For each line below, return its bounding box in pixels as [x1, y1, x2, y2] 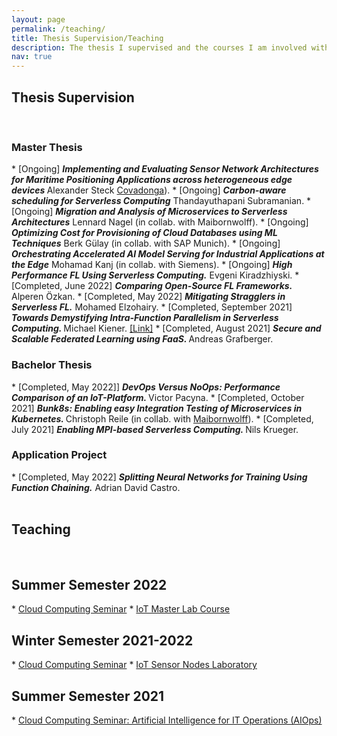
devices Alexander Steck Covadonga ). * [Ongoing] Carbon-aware [11, 184, 287, 196]
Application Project [11, 448, 108, 462]
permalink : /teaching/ [11, 24, 106, 34]
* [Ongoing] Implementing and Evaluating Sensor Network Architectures [11, 163, 319, 175]
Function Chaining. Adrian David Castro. [11, 481, 181, 493]
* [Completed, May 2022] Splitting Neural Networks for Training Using [11, 471, 308, 483]
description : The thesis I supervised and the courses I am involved [11, 42, 308, 53]
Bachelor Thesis [11, 358, 93, 372]
